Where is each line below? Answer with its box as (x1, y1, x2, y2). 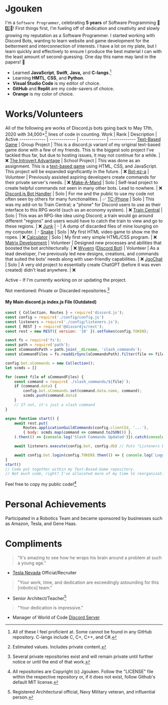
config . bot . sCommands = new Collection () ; (5, 361, 95, 366)
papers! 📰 (5, 59, 25, 65)
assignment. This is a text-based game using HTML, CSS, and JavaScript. (5, 163, 157, 169)
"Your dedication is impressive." (17, 605, 83, 611)
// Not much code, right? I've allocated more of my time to (5, 471, 135, 476)
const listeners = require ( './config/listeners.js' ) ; (5, 319, 120, 324)
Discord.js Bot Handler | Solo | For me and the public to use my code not (5, 191, 154, 197)
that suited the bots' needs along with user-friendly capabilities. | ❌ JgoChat (5, 256, 163, 262)
